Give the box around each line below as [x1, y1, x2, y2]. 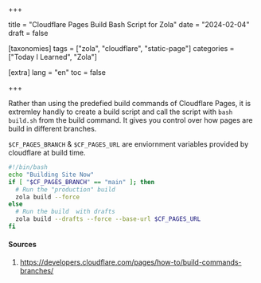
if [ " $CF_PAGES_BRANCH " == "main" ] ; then [8, 178, 155, 186]
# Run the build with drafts [15, 208, 115, 216]
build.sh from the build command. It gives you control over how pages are [8, 116, 253, 124]
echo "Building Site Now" [8, 171, 94, 179]
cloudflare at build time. [8, 148, 86, 157]
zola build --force [15, 193, 80, 201]
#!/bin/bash [8, 163, 48, 171]
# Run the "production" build [15, 185, 115, 194]
